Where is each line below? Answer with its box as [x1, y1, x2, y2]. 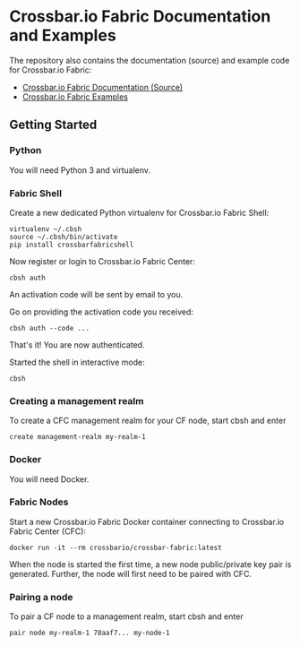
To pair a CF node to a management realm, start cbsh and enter [9, 611, 244, 622]
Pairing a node [9, 590, 73, 603]
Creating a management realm [9, 394, 144, 407]
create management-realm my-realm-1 [9, 433, 146, 442]
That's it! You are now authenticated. [9, 339, 145, 350]
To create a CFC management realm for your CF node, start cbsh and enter [9, 415, 287, 426]
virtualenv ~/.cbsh [9, 224, 82, 234]
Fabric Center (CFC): [9, 526, 87, 537]
